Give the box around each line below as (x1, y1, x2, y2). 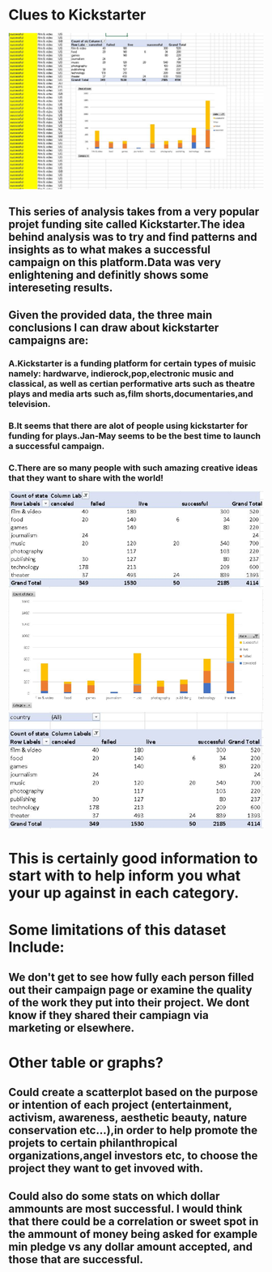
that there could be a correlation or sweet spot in (8, 1214, 259, 1228)
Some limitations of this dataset (8, 921, 227, 940)
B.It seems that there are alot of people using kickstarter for (8, 420, 249, 431)
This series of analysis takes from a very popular (8, 204, 260, 218)
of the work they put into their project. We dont (8, 996, 250, 1009)
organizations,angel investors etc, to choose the (8, 1149, 258, 1163)
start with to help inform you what (8, 867, 241, 885)
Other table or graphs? (8, 1054, 164, 1072)
